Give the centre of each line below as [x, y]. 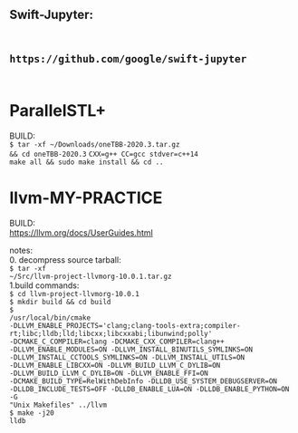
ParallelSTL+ [58, 110]
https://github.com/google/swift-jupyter [128, 58]
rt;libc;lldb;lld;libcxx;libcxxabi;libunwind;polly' [111, 333]
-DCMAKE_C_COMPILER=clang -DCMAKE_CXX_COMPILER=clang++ [117, 342]
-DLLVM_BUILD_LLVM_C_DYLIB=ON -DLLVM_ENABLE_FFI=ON [109, 373]
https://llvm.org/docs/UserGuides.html [82, 232]
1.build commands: [44, 285]
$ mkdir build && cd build [60, 302]
